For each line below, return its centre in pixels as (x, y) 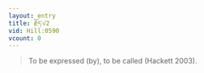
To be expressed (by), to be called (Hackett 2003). (113, 61)
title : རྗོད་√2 (29, 23)
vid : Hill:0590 (34, 30)
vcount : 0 (25, 38)
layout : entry (32, 16)
